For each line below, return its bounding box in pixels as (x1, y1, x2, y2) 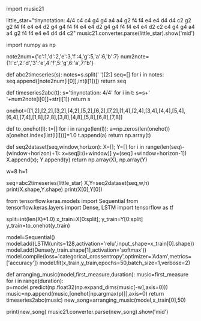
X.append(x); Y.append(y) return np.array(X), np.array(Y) (6, 156, 148, 163)
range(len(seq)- (145, 143, 185, 150)
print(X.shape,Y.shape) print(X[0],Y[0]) (6, 186, 103, 193)
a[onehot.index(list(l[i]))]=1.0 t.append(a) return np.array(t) (6, 132, 151, 139)
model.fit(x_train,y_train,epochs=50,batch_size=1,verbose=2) (39, 259, 191, 266)
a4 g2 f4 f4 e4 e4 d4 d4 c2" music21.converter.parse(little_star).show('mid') (6, 30, 195, 37)
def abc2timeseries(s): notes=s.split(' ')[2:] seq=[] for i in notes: (6, 71, 164, 78)
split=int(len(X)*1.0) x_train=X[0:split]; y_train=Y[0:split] (6, 216, 143, 222)
